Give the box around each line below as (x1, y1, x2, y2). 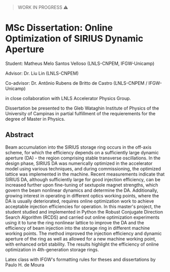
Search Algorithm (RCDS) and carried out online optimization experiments (5, 214, 160, 220)
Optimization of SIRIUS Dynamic (5, 33, 144, 45)
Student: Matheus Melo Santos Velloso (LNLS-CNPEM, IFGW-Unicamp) (5, 60, 155, 66)
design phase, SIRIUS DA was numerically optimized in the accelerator (5, 160, 153, 166)
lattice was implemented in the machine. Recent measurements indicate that (5, 171, 165, 177)
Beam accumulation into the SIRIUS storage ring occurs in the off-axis (5, 144, 152, 150)
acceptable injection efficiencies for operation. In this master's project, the (5, 203, 161, 210)
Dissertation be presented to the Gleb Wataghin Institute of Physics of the (5, 105, 159, 111)
